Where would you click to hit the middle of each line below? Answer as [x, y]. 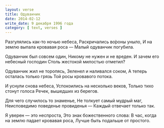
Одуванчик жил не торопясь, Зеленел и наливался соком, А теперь [76, 71]
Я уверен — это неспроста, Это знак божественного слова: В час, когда [81, 115]
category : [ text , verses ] [34, 28]
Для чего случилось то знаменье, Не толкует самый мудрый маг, [74, 101]
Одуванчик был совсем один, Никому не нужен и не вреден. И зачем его [82, 56]
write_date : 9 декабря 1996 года [39, 23]
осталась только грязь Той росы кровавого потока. [59, 77]
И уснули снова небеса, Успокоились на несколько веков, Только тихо [79, 86]
